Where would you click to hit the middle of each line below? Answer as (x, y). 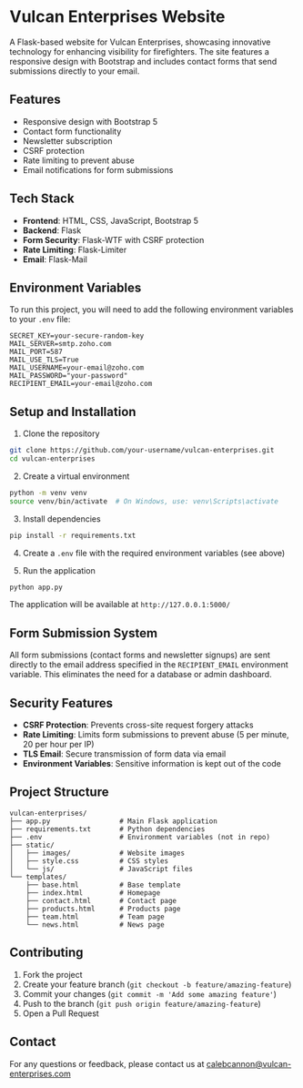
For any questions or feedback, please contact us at (107, 1063)
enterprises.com (40, 1073)
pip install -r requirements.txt (73, 535)
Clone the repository (61, 433)
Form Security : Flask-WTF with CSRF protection (113, 239)
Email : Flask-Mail (55, 259)
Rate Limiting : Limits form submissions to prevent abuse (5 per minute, (156, 735)
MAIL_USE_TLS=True (44, 360)
